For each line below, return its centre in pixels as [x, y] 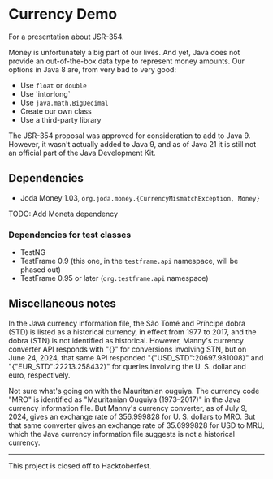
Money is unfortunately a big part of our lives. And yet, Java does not [124, 52]
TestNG [33, 252]
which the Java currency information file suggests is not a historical [122, 434]
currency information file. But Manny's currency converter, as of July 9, [128, 408]
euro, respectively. [39, 375]
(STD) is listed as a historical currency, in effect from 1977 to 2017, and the [132, 332]
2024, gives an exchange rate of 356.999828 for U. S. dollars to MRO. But [132, 416]
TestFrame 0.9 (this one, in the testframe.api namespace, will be [129, 261]
